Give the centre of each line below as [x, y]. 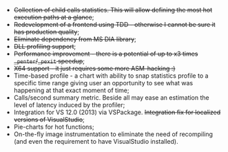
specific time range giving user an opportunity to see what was [103, 83]
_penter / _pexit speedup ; [49, 61]
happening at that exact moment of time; [71, 90]
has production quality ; [46, 32]
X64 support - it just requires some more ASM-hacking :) [94, 68]
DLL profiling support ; [45, 46]
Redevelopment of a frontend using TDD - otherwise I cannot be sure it [114, 24]
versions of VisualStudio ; [49, 119]
